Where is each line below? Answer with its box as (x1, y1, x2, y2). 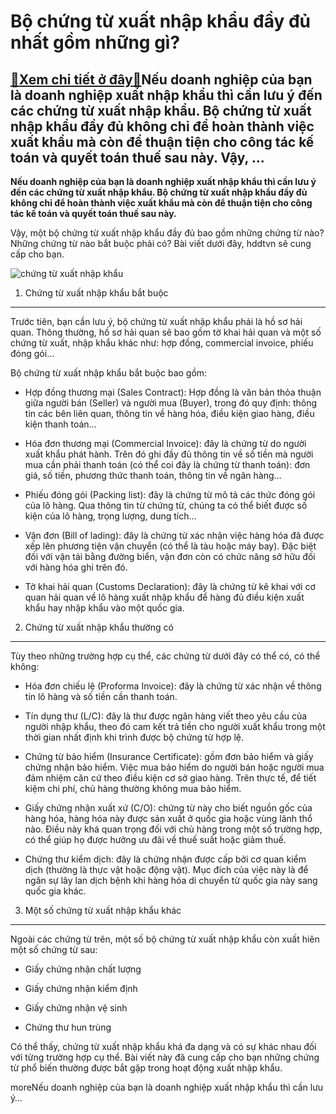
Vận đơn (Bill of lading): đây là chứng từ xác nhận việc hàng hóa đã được (24, 530, 325, 541)
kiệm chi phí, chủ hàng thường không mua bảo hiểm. (24, 783, 242, 794)
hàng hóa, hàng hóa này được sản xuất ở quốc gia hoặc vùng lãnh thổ (24, 813, 313, 824)
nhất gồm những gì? (10, 31, 181, 54)
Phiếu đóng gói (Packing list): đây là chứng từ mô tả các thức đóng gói (24, 489, 316, 500)
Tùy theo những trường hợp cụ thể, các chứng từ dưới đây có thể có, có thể (10, 650, 321, 662)
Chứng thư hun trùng (24, 1021, 112, 1033)
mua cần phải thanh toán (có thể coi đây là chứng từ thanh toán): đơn (24, 459, 311, 470)
